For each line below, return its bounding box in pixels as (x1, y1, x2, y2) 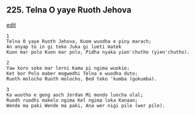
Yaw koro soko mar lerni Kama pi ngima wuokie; (6, 65, 130, 71)
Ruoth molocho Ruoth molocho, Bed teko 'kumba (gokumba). (6, 76, 157, 82)
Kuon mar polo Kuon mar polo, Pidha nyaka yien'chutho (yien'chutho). (6, 49, 190, 55)
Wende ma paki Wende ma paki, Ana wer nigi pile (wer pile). (6, 102, 166, 109)
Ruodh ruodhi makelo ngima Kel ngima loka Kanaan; (6, 97, 138, 103)
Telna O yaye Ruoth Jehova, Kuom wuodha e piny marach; (6, 38, 152, 45)
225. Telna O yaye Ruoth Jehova (6, 5, 131, 15)
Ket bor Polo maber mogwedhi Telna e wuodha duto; (6, 70, 138, 76)
